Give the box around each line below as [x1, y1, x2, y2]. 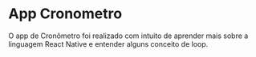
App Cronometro [8, 5, 123, 23]
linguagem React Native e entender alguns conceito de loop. [8, 39, 209, 48]
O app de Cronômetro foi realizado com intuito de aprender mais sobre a [8, 31, 249, 40]
